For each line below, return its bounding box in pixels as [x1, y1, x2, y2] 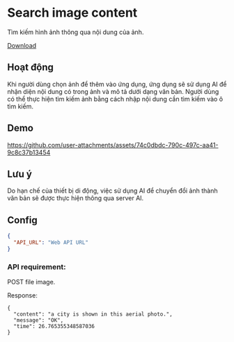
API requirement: [7, 262, 66, 272]
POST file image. [7, 278, 56, 286]
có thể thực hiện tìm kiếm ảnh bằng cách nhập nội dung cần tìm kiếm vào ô [7, 95, 224, 103]
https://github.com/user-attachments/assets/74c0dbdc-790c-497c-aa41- [7, 140, 219, 149]
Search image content [7, 5, 138, 21]
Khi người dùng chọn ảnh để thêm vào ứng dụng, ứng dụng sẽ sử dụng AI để [7, 80, 227, 88]
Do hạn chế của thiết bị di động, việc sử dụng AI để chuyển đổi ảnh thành [7, 186, 218, 195]
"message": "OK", [13, 317, 64, 324]
